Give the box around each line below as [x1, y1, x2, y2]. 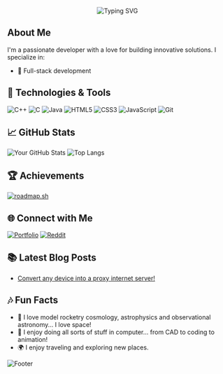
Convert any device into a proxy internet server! [17, 274, 155, 282]
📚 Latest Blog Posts [7, 252, 96, 264]
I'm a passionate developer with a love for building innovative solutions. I [7, 46, 217, 54]
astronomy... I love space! [17, 320, 92, 328]
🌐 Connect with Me [7, 212, 93, 224]
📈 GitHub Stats [7, 127, 75, 139]
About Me [7, 27, 51, 39]
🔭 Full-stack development [17, 67, 92, 75]
